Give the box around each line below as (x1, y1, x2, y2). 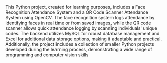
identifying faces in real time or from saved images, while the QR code (5, 20, 151, 26)
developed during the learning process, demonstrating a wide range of (5, 47, 152, 52)
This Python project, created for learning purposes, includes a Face (5, 4, 146, 10)
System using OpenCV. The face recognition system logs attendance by (5, 15, 155, 20)
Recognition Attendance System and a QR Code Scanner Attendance (5, 9, 148, 15)
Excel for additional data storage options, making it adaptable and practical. (5, 36, 162, 42)
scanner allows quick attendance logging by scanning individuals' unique (5, 25, 157, 31)
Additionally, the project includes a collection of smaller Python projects (5, 41, 154, 47)
